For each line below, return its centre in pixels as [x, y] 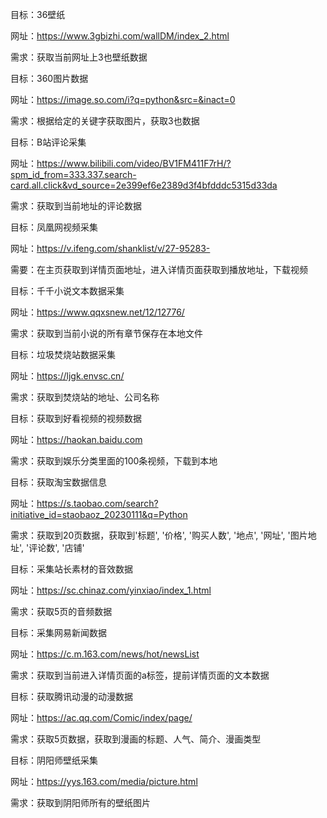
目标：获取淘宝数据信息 [58, 482]
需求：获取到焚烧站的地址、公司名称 [85, 397]
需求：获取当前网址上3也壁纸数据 [79, 57]
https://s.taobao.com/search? [97, 503]
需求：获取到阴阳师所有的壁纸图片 [80, 802]
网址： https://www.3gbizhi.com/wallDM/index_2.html [120, 36]
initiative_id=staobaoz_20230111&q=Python [99, 514]
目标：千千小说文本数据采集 [67, 291]
